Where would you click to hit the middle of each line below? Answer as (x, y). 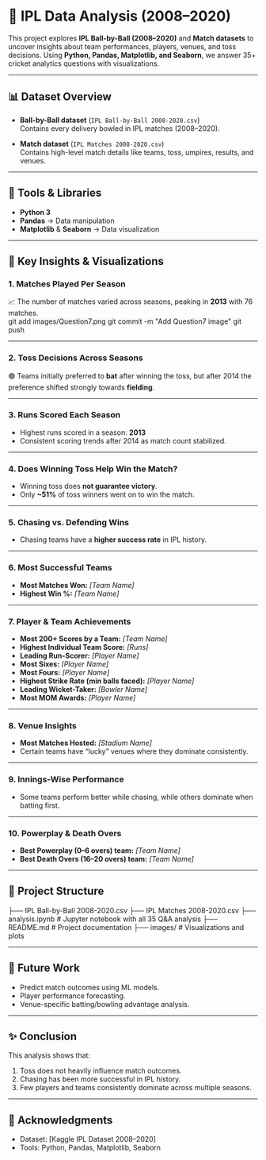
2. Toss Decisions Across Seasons (76, 358)
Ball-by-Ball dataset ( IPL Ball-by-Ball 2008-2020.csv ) (110, 120)
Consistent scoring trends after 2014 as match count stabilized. (123, 440)
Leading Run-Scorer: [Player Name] (80, 656)
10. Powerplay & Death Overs (65, 833)
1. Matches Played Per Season (67, 283)
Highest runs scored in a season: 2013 (83, 432)
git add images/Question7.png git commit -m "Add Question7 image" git (125, 321)
